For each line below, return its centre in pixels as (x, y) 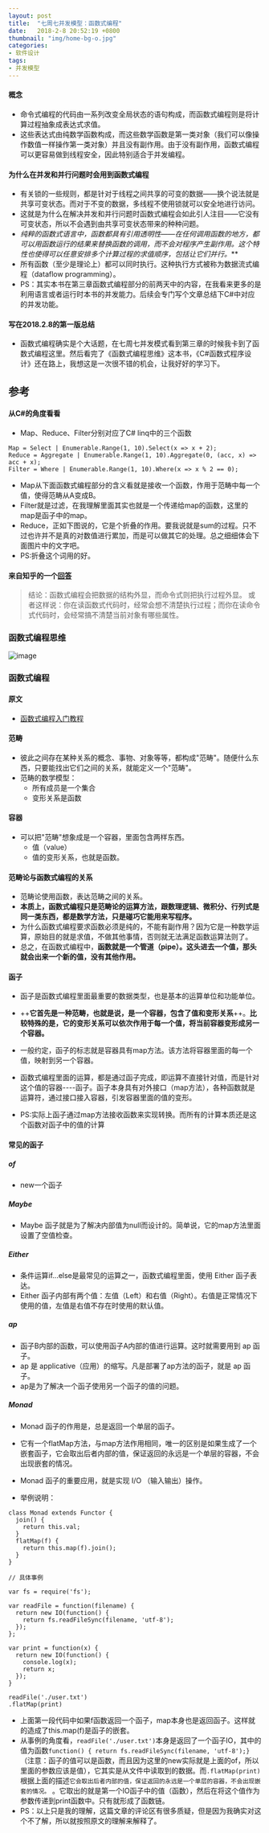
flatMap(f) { (37, 1541)
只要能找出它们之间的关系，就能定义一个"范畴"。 (115, 767)
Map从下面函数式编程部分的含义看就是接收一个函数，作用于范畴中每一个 (140, 485)
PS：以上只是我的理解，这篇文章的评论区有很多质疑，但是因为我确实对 (137, 1810)
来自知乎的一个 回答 (40, 575)
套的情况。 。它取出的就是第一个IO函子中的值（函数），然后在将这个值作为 (140, 1790)
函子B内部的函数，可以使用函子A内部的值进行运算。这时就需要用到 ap (135, 1346)
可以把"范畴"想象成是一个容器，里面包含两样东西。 (104, 836)
